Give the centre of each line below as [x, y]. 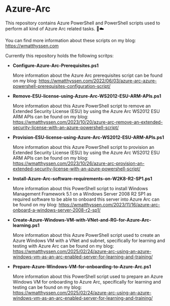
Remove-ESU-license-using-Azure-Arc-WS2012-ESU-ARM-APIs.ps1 [87, 96]
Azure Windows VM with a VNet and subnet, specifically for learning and [89, 240]
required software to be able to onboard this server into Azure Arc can [86, 199]
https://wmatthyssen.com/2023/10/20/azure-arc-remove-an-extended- [88, 122]
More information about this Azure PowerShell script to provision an [83, 147]
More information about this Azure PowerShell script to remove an [82, 106]
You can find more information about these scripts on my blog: [71, 40]
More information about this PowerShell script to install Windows [80, 188]
